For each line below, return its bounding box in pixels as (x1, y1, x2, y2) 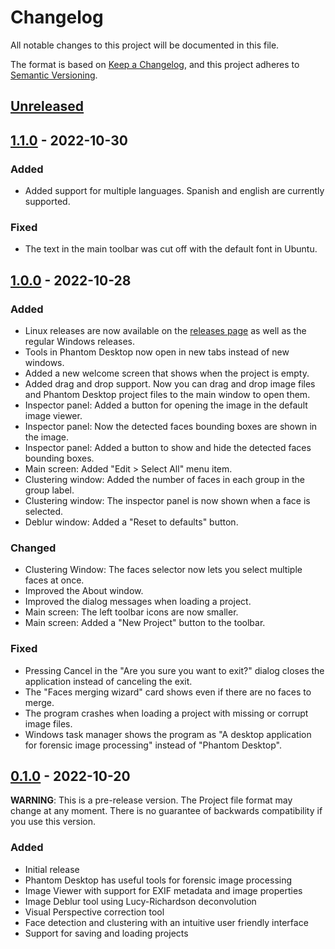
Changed (10, 541, 57, 555)
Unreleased (10, 98, 85, 115)
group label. (24, 484, 75, 496)
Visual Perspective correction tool (24, 906, 165, 918)
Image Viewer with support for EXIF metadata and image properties (24, 884, 303, 896)
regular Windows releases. (24, 336, 136, 347)
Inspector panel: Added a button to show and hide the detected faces (24, 442, 312, 453)
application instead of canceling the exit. (24, 675, 193, 687)
